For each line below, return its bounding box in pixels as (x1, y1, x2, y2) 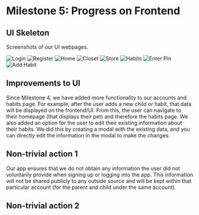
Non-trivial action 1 (6, 149, 78, 159)
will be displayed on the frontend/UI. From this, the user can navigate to (6, 107, 181, 114)
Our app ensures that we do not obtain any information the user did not (6, 165, 180, 172)
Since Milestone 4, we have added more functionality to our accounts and (6, 94, 187, 101)
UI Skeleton (6, 28, 49, 38)
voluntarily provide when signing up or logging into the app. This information (6, 171, 194, 178)
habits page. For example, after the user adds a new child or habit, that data (6, 100, 192, 107)
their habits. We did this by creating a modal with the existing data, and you (6, 126, 190, 133)
